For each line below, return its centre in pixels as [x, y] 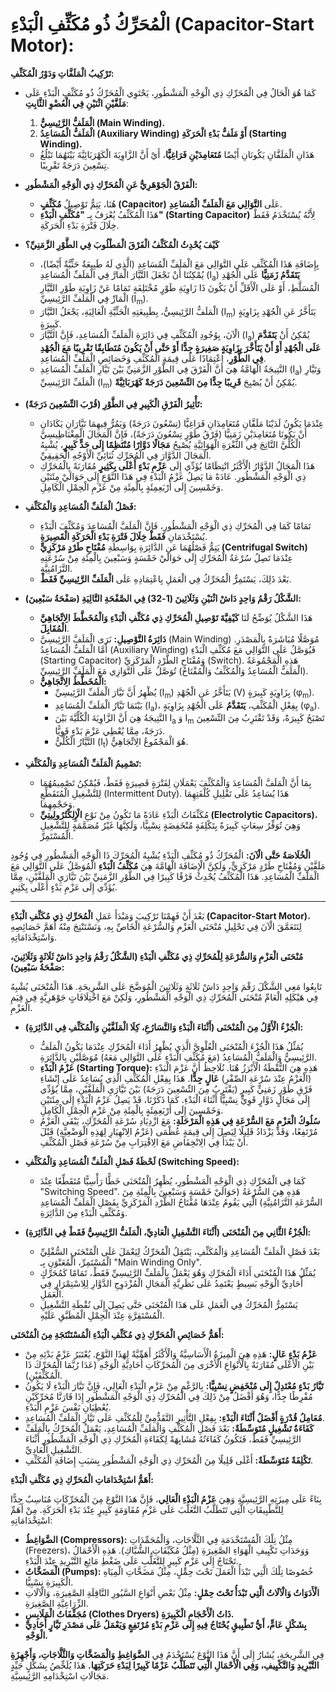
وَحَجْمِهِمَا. [57, 804]
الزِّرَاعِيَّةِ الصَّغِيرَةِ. [56, 1603]
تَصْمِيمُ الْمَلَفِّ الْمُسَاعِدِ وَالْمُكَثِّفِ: [83, 763]
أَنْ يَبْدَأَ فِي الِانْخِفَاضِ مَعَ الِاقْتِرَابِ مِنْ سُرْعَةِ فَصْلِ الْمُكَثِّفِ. [144, 1142]
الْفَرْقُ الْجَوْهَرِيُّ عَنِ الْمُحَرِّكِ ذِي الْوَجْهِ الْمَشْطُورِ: [111, 184]
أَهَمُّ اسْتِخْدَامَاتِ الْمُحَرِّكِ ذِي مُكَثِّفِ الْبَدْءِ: [82, 1479]
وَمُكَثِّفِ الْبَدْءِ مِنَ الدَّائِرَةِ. [83, 1212]
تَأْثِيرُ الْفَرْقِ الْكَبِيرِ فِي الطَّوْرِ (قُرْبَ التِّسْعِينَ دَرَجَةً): [113, 404]
